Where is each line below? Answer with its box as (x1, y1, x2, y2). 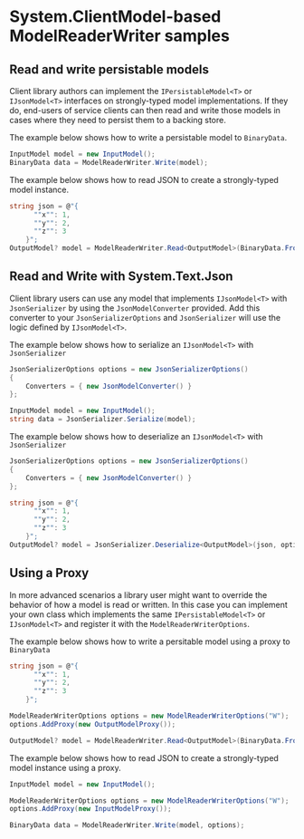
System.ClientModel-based (9, 6, 222, 27)
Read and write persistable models (9, 62, 210, 77)
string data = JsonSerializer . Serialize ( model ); (9, 415, 196, 424)
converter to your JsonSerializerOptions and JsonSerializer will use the (9, 312, 281, 323)
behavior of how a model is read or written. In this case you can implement (9, 599, 288, 610)
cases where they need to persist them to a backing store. (9, 115, 226, 125)
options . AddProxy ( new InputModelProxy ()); (9, 805, 172, 814)
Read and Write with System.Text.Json (9, 269, 233, 284)
